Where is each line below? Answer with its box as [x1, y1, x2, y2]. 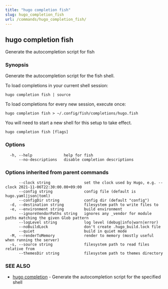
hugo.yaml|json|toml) [5, 194, 51, 199]
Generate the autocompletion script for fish [5, 49, 95, 55]
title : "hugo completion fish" [5, 7, 71, 13]
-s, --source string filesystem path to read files [10, 242, 150, 247]
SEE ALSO [5, 263, 31, 269]
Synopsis [5, 62, 29, 69]
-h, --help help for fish [10, 152, 94, 158]
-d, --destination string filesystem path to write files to [10, 202, 158, 207]
